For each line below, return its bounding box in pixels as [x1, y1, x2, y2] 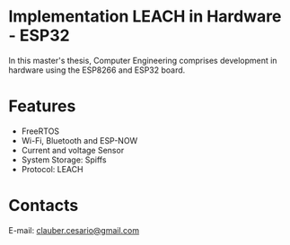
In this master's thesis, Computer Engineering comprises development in [8, 55, 277, 66]
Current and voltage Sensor [21, 144, 125, 155]
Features [8, 96, 76, 117]
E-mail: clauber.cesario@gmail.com [8, 224, 140, 235]
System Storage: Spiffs [21, 154, 107, 165]
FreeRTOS [21, 126, 60, 136]
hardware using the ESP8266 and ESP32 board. [8, 65, 186, 75]
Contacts [8, 196, 79, 216]
